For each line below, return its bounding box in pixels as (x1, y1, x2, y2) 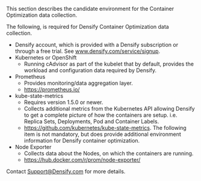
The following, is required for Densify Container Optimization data (6, 23, 170, 30)
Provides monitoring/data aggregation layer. (23, 79, 134, 87)
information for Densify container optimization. (23, 137, 140, 144)
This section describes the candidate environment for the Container (6, 5, 175, 12)
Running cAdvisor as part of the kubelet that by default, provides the (23, 60, 194, 67)
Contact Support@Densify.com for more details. (6, 168, 126, 175)
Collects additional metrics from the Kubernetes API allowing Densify (23, 105, 195, 112)
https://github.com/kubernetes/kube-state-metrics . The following (23, 124, 187, 131)
